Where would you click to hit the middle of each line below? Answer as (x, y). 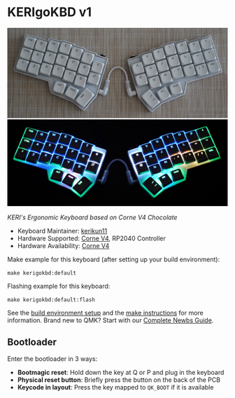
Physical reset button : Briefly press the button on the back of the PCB (119, 380)
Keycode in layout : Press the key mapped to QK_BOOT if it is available (115, 387)
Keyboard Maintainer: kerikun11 (62, 231)
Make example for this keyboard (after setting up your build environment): (114, 259)
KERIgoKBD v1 (50, 12)
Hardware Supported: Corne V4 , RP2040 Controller (92, 238)
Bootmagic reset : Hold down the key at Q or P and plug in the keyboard (121, 373)
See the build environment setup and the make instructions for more (106, 313)
